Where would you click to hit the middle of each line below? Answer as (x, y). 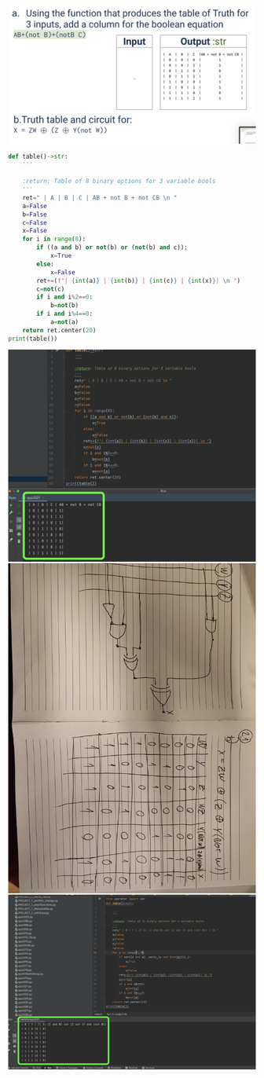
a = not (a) (64, 322)
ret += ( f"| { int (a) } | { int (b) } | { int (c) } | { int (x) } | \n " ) (139, 280)
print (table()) (33, 339)
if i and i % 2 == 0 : (64, 297)
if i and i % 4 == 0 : (64, 314)
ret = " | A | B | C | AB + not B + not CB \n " (100, 198)
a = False (35, 206)
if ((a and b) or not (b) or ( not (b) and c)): (112, 247)
